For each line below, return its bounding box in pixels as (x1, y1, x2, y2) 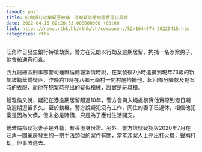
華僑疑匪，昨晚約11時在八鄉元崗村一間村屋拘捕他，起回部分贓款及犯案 (22, 76, 195, 84)
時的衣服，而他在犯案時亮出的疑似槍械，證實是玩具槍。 (6, 84, 143, 91)
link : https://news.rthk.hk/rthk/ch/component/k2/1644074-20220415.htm (6, 25, 189, 32)
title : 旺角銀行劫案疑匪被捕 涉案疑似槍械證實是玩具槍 (6, 14, 128, 20)
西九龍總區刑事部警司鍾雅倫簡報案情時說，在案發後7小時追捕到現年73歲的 (6, 68, 189, 76)
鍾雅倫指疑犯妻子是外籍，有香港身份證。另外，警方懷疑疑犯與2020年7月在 (6, 124, 191, 132)
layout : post (6, 8, 39, 15)
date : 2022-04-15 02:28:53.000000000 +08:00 (6, 20, 120, 26)
